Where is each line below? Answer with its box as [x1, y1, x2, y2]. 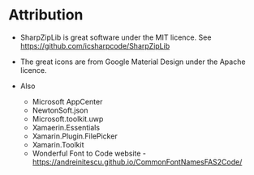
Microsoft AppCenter [32, 96, 103, 106]
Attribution [8, 6, 84, 24]
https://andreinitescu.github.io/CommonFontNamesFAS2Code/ [32, 156, 243, 167]
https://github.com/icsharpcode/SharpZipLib [19, 41, 170, 50]
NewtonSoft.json [32, 105, 88, 115]
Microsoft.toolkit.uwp [32, 113, 104, 123]
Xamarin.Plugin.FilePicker [32, 131, 118, 141]
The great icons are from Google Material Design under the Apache [19, 57, 246, 66]
